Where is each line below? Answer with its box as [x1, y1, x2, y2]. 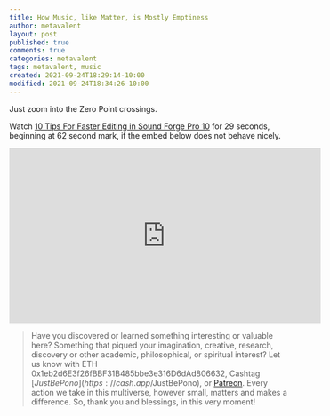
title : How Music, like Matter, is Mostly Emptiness [9, 12, 209, 22]
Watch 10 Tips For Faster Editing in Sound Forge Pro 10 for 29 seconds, [9, 121, 270, 132]
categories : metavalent [9, 54, 98, 63]
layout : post [9, 29, 58, 38]
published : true [9, 37, 69, 47]
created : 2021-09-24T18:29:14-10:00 [9, 71, 145, 80]
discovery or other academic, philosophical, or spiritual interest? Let [30, 348, 281, 360]
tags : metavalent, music [9, 63, 101, 72]
